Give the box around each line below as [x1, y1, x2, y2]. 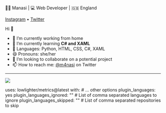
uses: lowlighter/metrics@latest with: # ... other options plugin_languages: [5, 87, 156, 93]
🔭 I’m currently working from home [12, 35, 83, 41]
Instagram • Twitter [5, 16, 45, 22]
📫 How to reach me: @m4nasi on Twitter [12, 62, 97, 67]
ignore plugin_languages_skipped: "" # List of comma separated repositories [5, 97, 161, 103]
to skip [5, 103, 19, 108]
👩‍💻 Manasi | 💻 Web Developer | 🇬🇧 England [5, 5, 97, 11]
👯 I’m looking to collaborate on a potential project [12, 56, 113, 62]
